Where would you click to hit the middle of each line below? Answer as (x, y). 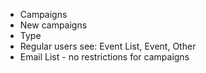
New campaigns (53, 25)
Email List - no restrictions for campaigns (104, 57)
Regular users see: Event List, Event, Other (108, 46)
